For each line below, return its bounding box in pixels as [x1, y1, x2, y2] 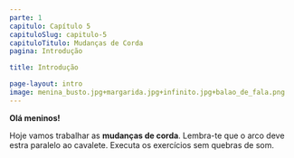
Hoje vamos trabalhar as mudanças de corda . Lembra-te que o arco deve [9, 130, 285, 141]
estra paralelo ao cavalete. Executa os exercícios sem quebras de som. [9, 139, 274, 150]
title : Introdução [9, 63, 79, 72]
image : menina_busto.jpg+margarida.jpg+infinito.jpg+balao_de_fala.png [9, 88, 285, 97]
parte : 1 [9, 13, 43, 23]
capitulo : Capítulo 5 [9, 22, 91, 31]
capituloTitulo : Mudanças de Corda [9, 38, 144, 48]
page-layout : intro [9, 79, 83, 88]
